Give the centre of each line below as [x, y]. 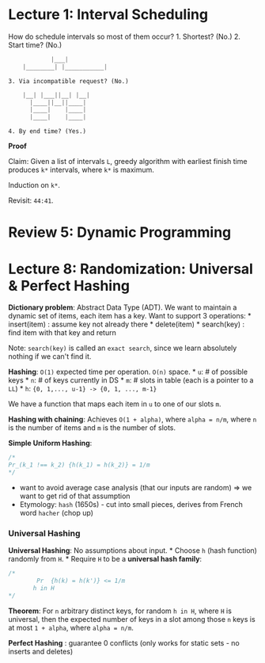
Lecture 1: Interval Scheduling [108, 15]
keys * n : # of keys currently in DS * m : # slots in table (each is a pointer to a [131, 380]
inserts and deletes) [41, 651]
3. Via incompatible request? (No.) [68, 81]
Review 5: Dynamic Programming [120, 232]
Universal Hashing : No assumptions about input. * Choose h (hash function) [132, 551]
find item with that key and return [62, 333]
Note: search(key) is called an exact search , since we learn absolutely [123, 348]
